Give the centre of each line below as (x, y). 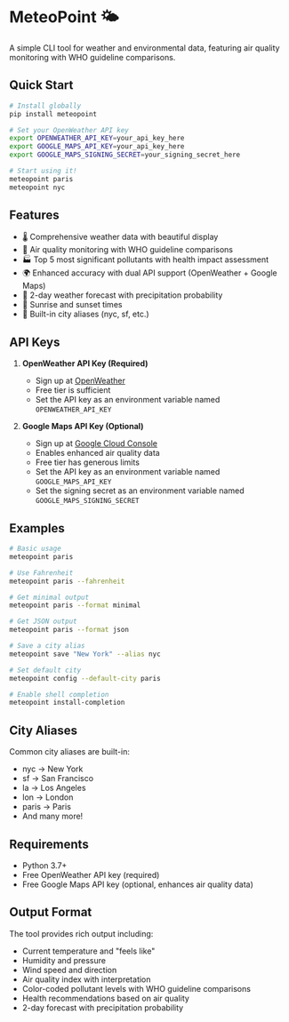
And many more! (52, 816)
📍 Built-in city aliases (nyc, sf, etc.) (85, 314)
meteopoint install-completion (67, 703)
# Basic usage (36, 549)
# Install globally (45, 106)
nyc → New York (52, 769)
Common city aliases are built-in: (70, 752)
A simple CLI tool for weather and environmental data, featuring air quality (144, 48)
